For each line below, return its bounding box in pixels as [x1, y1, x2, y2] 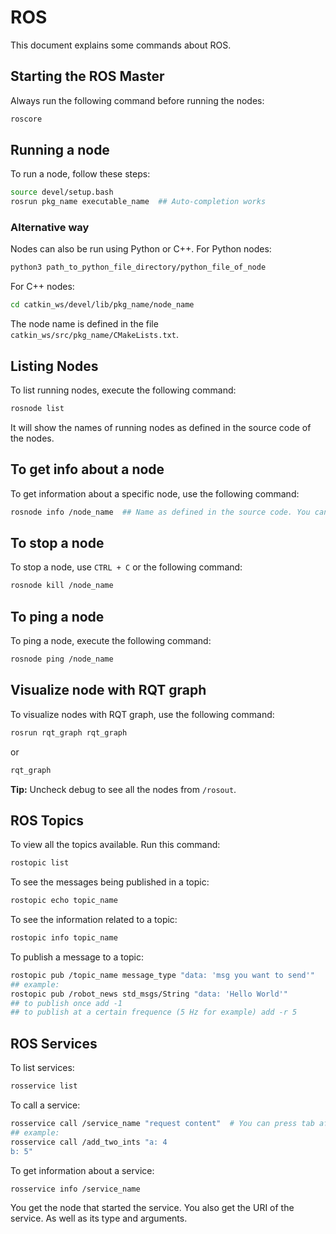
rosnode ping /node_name [10, 654, 114, 665]
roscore [10, 114, 43, 124]
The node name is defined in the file [10, 318, 159, 330]
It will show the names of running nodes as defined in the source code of [10, 421, 312, 433]
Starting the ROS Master [10, 68, 165, 85]
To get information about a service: [10, 1164, 155, 1176]
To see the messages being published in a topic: [10, 876, 210, 888]
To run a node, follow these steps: [10, 168, 151, 180]
